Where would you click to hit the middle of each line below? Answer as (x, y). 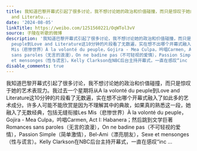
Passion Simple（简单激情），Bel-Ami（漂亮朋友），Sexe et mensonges (104, 135)
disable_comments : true (35, 66)
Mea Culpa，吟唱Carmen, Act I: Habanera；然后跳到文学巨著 (99, 120)
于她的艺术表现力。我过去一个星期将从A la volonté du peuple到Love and (93, 91)
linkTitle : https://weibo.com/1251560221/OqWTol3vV (70, 28)
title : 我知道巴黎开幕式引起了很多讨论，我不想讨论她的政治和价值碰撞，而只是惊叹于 (96, 11)
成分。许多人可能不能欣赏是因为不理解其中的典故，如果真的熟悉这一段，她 (101, 105)
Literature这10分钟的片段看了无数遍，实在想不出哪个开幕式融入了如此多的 (95, 98)
